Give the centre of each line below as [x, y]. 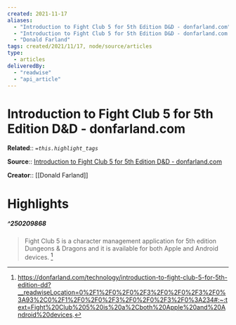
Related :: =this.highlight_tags [53, 148]
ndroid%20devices [45, 315]
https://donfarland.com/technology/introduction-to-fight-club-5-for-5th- [123, 277]
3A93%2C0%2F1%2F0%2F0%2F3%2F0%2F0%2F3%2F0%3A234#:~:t [123, 300]
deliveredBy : [26, 66]
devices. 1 [39, 257]
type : [15, 53]
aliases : [20, 20]
